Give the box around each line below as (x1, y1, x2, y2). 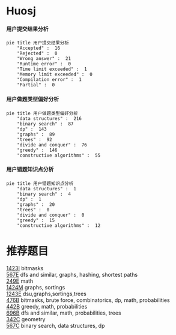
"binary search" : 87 (17, 121, 74, 127)
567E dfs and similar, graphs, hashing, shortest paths (6, 271, 138, 278)
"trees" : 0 (17, 207, 50, 213)
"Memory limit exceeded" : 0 (17, 71, 93, 77)
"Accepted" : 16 (17, 45, 61, 52)
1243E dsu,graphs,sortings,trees (6, 290, 87, 297)
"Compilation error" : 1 (17, 77, 82, 83)
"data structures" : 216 (17, 115, 82, 121)
